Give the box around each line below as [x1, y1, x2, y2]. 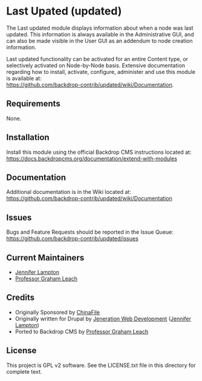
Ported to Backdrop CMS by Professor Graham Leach [15, 328, 149, 335]
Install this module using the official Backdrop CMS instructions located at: [6, 148, 192, 156]
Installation [6, 132, 50, 143]
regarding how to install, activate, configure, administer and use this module [6, 68, 195, 75]
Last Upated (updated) [6, 4, 122, 18]
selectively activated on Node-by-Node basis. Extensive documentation [6, 62, 186, 69]
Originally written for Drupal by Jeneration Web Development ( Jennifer [15, 315, 192, 322]
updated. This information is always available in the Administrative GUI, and [6, 30, 194, 38]
